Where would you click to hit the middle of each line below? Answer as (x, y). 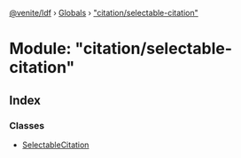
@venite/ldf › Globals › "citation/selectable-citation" (104, 13)
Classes (27, 125)
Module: (40, 49)
